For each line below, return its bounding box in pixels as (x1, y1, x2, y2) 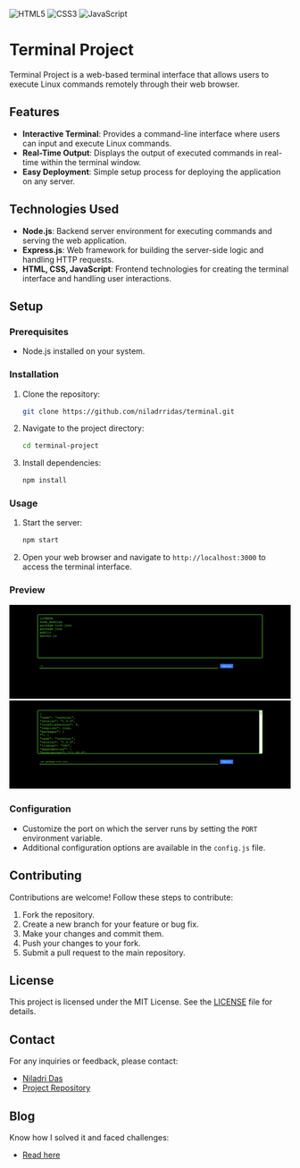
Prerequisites (9, 325, 69, 338)
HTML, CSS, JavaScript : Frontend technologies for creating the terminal (21, 264, 289, 274)
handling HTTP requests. (21, 254, 114, 265)
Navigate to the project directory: (21, 423, 145, 433)
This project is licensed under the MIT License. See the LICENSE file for (9, 996, 273, 1007)
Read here (21, 1149, 61, 1160)
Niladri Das (21, 1073, 63, 1084)
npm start (21, 536, 60, 545)
